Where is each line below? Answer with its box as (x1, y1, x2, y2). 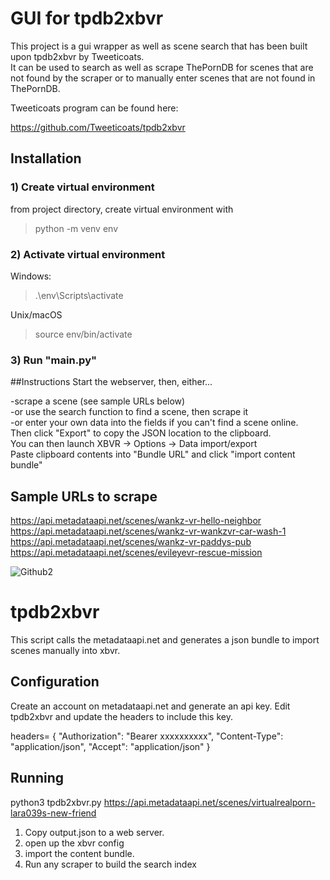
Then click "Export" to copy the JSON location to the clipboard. (10, 427, 272, 439)
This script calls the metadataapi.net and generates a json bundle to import (10, 633, 320, 646)
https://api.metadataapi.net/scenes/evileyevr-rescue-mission (10, 547, 263, 559)
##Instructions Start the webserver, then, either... (10, 376, 213, 388)
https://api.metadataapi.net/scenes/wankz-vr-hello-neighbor (10, 515, 262, 527)
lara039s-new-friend (10, 807, 97, 819)
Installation (10, 150, 82, 167)
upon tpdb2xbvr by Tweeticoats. (10, 50, 145, 62)
